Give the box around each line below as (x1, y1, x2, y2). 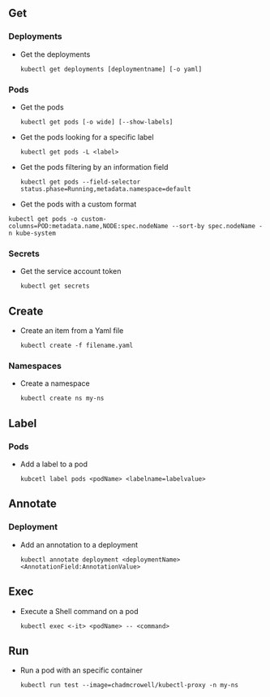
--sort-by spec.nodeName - (171, 222, 264, 230)
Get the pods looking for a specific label (19, 132, 154, 141)
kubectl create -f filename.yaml (19, 341, 134, 350)
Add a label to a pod (19, 459, 88, 470)
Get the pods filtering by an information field (19, 162, 169, 171)
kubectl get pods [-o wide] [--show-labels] (19, 118, 174, 126)
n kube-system (8, 229, 57, 237)
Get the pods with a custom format (19, 199, 137, 209)
